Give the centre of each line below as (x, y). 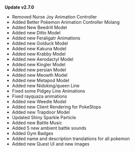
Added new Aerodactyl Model (42, 59)
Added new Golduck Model (40, 43)
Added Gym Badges (32, 133)
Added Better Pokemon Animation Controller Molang (66, 22)
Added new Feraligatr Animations (46, 38)
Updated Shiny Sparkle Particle (44, 117)
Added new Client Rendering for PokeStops (57, 107)
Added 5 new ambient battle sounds (49, 128)
